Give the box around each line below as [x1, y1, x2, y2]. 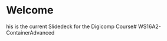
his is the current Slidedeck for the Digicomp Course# [6, 23, 137, 30]
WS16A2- [137, 23, 161, 30]
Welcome [6, 4, 54, 17]
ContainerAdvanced [6, 29, 55, 36]
